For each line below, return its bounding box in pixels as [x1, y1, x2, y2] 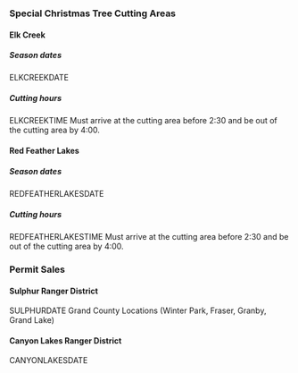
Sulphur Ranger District [9, 285, 98, 296]
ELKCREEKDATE [9, 72, 70, 83]
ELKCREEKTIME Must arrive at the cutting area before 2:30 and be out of [9, 115, 278, 126]
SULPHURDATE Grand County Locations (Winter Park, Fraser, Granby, [9, 305, 267, 316]
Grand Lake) [9, 315, 55, 326]
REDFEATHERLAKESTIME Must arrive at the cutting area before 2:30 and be [9, 231, 289, 242]
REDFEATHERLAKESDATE [9, 189, 104, 199]
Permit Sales [9, 263, 65, 276]
